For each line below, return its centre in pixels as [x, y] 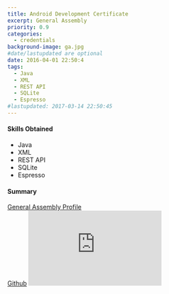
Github [17, 283]
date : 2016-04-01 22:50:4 [45, 60]
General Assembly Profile [44, 207]
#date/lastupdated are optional [55, 54]
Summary [22, 191]
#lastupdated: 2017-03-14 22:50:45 [60, 107]
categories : [25, 34]
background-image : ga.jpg [45, 47]
